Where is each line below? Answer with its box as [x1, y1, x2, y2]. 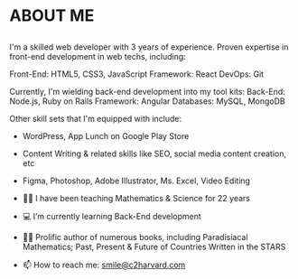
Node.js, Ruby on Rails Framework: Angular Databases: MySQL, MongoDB [9, 96, 286, 107]
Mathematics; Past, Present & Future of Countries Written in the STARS [22, 241, 286, 252]
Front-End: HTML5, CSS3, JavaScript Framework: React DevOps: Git [9, 69, 265, 79]
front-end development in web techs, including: [9, 51, 187, 61]
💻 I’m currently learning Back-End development [22, 210, 201, 221]
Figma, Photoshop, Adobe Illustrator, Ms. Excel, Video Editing [22, 175, 251, 186]
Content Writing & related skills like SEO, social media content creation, [22, 148, 287, 159]
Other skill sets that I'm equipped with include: [9, 113, 182, 124]
